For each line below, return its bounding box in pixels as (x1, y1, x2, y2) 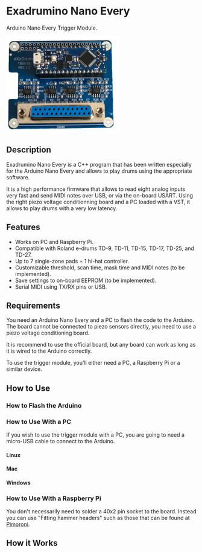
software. (6, 173, 30, 181)
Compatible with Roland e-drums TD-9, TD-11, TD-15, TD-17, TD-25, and (14, 245, 195, 252)
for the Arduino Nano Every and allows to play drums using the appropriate (6, 167, 192, 175)
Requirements (6, 300, 60, 310)
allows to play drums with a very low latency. (6, 204, 118, 212)
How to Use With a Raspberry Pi (6, 494, 101, 502)
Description (6, 145, 51, 155)
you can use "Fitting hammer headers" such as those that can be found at (6, 515, 190, 522)
